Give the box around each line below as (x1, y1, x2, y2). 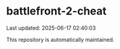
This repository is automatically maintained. (6, 36, 115, 43)
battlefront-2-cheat (6, 4, 107, 18)
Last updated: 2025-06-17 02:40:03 (6, 24, 96, 31)
